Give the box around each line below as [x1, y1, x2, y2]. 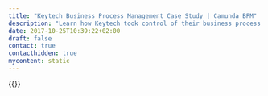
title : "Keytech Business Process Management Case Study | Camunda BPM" [8, 11, 258, 20]
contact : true [8, 42, 56, 50]
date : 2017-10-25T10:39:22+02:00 [8, 27, 121, 35]
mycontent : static [8, 57, 70, 65]
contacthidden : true [8, 49, 78, 57]
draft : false [8, 34, 52, 43]
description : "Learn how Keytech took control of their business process [8, 19, 262, 27]
